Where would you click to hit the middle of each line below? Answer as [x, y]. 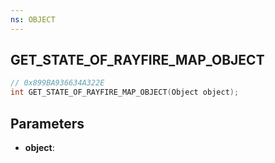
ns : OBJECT [33, 19]
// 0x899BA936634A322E [57, 83]
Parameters [47, 123]
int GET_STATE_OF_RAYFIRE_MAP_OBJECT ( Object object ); [125, 92]
